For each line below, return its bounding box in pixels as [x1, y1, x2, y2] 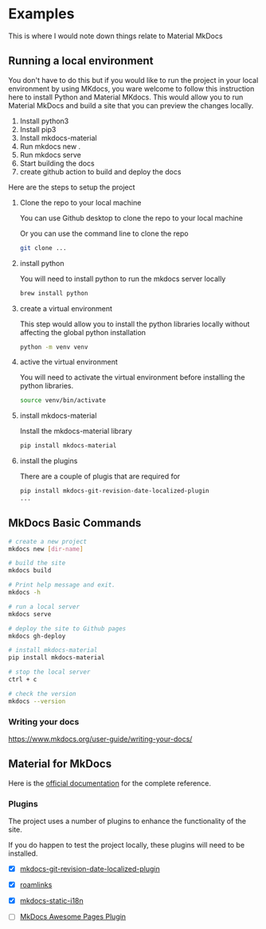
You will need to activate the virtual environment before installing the [19, 373, 245, 382]
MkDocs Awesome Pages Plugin [19, 912, 126, 922]
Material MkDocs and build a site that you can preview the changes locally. [8, 100, 254, 110]
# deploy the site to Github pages [8, 624, 127, 633]
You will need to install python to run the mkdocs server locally [19, 274, 226, 283]
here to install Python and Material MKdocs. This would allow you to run [8, 92, 244, 102]
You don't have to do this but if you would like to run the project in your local [8, 75, 259, 84]
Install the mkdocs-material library [19, 427, 133, 436]
